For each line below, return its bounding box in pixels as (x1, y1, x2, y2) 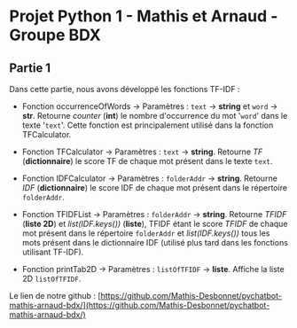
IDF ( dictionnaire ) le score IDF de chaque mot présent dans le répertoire (21, 183, 288, 192)
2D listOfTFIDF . (21, 273, 82, 284)
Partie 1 (9, 60, 51, 75)
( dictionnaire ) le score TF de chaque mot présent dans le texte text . (21, 156, 273, 166)
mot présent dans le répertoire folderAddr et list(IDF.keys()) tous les (21, 228, 270, 238)
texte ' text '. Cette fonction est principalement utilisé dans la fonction (21, 120, 274, 130)
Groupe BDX (9, 25, 102, 45)
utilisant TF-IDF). (21, 246, 84, 257)
